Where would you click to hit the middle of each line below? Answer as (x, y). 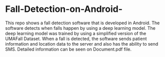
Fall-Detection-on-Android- (64, 9)
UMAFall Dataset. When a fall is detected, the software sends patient (76, 39)
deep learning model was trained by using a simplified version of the (76, 33)
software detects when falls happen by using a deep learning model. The (80, 28)
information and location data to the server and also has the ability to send (82, 44)
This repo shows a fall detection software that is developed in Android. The (82, 23)
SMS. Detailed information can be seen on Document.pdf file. (68, 49)
